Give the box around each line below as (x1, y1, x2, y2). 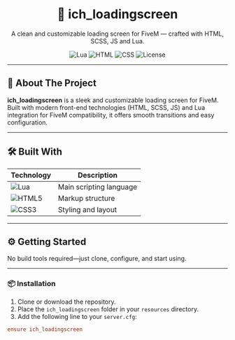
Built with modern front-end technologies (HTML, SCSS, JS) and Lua (7, 103, 205, 111)
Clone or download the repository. (17, 297, 117, 306)
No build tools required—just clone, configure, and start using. (7, 255, 187, 263)
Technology (10, 170, 51, 180)
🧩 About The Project (7, 77, 97, 90)
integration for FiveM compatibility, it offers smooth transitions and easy (7, 111, 215, 119)
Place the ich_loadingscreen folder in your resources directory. (17, 304, 199, 313)
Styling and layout (58, 204, 117, 214)
